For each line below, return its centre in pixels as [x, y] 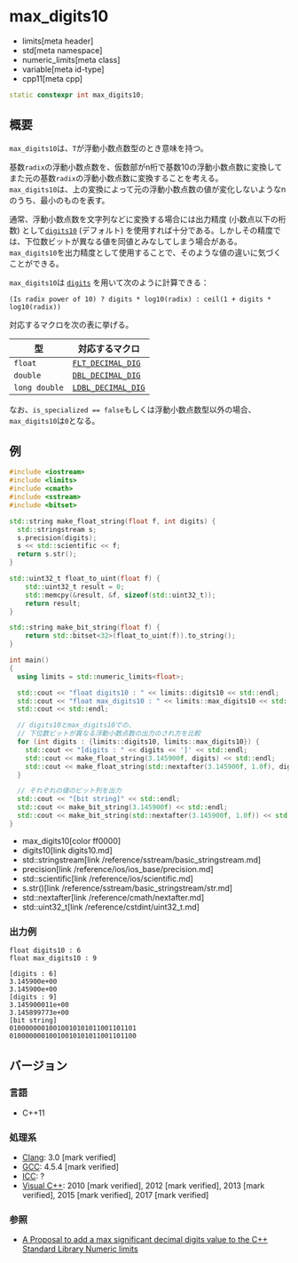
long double [39, 387]
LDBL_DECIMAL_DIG [109, 387]
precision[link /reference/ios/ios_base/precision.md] [118, 869]
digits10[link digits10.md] [67, 850]
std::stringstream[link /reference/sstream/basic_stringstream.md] [141, 860]
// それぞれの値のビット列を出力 [70, 791]
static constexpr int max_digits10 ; [77, 95]
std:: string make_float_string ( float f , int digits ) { [113, 521]
